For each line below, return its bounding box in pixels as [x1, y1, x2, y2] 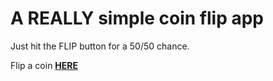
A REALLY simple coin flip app [10, 7, 265, 30]
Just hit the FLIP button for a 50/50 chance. [10, 40, 190, 52]
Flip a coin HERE [10, 59, 79, 71]
